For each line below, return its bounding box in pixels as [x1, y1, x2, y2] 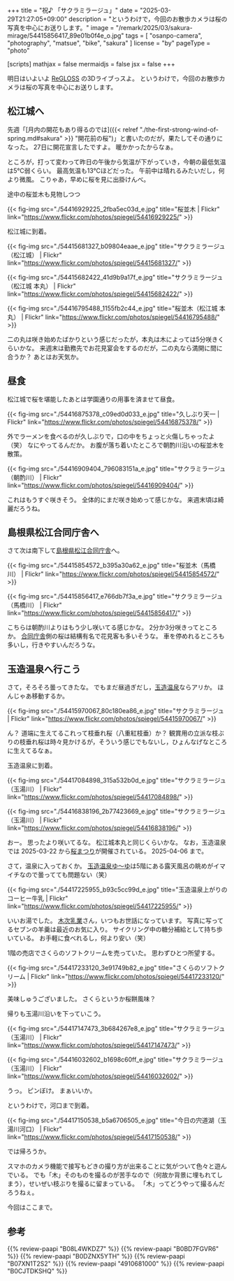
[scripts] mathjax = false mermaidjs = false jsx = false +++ [7, 60, 176, 68]
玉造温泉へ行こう [7, 663, 81, 675]
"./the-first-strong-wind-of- [139, 125, 219, 134]
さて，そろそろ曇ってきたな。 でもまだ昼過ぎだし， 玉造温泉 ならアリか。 [7, 683, 217, 692]
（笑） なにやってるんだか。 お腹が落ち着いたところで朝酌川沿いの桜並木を [7, 441, 225, 449]
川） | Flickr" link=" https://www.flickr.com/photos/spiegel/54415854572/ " [7, 570, 220, 578]
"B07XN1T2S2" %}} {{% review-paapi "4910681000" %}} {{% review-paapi [7, 1259, 225, 1268]
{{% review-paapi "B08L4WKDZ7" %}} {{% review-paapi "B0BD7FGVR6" [7, 1245, 219, 1253]
